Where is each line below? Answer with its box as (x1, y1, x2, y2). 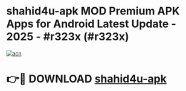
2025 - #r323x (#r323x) (6, 30, 129, 43)
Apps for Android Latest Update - (6, 17, 176, 31)
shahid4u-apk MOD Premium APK (6, 4, 180, 18)
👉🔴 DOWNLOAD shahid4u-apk (6, 72, 167, 86)
